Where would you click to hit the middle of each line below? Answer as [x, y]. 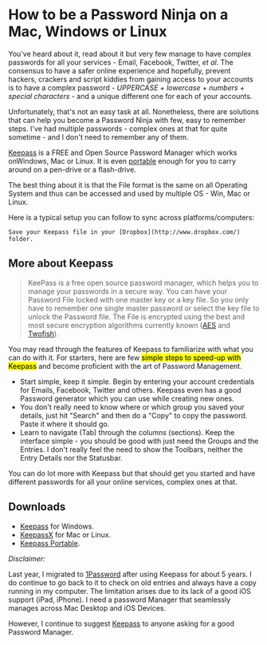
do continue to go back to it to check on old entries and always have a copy [132, 582]
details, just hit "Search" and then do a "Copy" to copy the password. [133, 415]
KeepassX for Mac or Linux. [65, 534]
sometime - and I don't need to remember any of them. [98, 137]
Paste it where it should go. [65, 424]
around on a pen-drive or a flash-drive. [73, 169]
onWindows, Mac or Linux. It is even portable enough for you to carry [122, 160]
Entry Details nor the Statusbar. [71, 457]
